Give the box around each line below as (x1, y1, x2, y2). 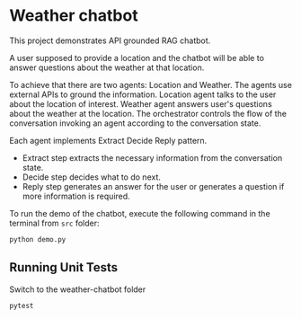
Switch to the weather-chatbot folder (9, 284, 146, 295)
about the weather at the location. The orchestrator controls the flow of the (9, 108, 288, 119)
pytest (9, 301, 34, 310)
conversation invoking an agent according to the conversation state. (9, 118, 261, 128)
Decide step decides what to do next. (22, 172, 162, 182)
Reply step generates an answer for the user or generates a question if (22, 181, 285, 191)
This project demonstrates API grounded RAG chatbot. (9, 35, 211, 46)
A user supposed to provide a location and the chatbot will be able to (9, 52, 265, 63)
